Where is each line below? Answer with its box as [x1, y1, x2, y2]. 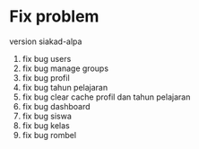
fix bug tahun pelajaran [22, 82, 108, 92]
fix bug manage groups [22, 63, 109, 74]
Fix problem [9, 6, 99, 27]
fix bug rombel [22, 129, 77, 140]
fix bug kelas [22, 119, 70, 131]
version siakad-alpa [9, 36, 82, 47]
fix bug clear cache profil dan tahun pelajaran [22, 92, 191, 102]
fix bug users [22, 53, 72, 64]
